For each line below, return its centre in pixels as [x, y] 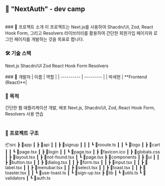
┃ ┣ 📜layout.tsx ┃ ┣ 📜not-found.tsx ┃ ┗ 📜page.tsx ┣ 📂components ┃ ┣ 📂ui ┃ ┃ [82, 157]
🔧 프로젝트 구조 [22, 133]
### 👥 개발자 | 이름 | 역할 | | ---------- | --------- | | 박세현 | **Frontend [76, 77]
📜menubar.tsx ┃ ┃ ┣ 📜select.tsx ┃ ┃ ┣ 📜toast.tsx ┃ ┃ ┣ [88, 167]
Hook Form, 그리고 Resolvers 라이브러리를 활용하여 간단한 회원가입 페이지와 [79, 33]
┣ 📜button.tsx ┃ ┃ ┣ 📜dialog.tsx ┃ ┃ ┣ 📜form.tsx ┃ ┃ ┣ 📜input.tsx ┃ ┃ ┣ [75, 162]
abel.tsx [14, 167]
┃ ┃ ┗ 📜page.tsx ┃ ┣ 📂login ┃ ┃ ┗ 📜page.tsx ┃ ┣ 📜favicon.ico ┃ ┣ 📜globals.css [82, 151]
